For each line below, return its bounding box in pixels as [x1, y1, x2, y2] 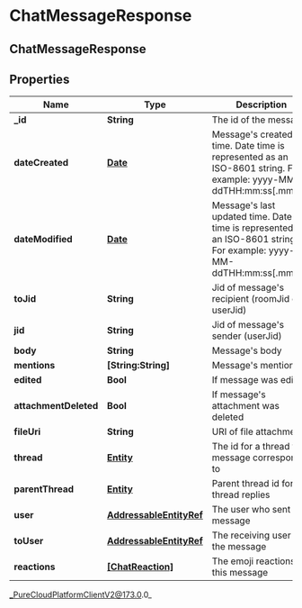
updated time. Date [211, 211, 292, 223]
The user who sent [211, 504, 291, 516]
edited [13, 374, 42, 386]
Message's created [211, 128, 294, 141]
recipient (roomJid [211, 293, 290, 305]
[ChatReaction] [106, 560, 173, 573]
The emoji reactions [211, 555, 296, 567]
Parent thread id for [211, 477, 294, 490]
